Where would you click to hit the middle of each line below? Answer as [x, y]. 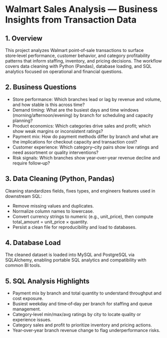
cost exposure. [28, 298]
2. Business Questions [41, 87]
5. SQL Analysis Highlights [47, 281]
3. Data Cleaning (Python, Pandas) [60, 179]
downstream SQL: [24, 196]
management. [27, 309]
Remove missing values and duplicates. [53, 205]
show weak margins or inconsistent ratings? [58, 131]
